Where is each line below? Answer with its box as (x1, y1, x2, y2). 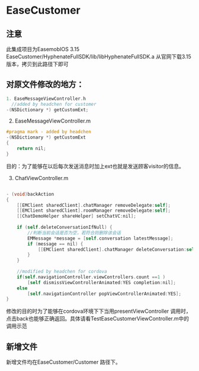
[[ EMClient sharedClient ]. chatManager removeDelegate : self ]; (17, 202, 171, 208)
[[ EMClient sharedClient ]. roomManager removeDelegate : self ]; (17, 207, 171, 214)
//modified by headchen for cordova (17, 269, 108, 275)
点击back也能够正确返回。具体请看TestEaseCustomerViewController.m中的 (6, 315, 190, 322)
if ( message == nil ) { (27, 241, 84, 247)
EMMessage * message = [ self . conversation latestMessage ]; (27, 235, 174, 241)
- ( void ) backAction (6, 191, 54, 197)
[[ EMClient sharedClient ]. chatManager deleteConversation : (37, 246, 187, 253)
